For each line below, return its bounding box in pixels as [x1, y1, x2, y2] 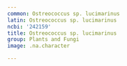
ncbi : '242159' [7, 23, 52, 30]
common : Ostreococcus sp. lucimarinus [7, 10, 120, 17]
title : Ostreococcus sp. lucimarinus [7, 29, 117, 37]
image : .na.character [7, 42, 70, 49]
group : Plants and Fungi [7, 36, 80, 43]
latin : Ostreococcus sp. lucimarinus [7, 17, 117, 24]
